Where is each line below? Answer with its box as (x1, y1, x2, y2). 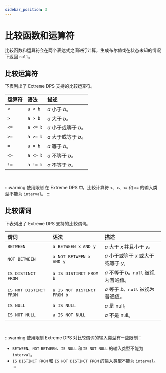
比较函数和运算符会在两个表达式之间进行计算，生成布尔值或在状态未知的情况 (5, 47, 161, 53)
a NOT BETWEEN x (52, 254, 91, 260)
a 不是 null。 (104, 312, 134, 319)
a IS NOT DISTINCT (52, 288, 96, 293)
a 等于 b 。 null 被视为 (104, 286, 155, 293)
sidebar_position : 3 (5, 7, 48, 12)
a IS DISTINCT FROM (52, 271, 99, 277)
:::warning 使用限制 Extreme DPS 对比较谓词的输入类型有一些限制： (5, 335, 142, 341)
